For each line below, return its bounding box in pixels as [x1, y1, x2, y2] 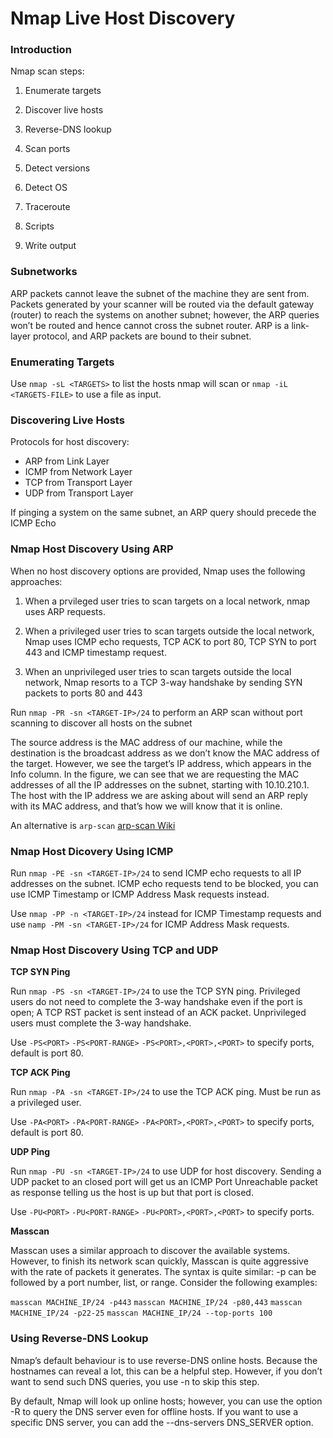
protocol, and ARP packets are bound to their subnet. [33, 330, 252, 342]
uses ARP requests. [24, 605, 106, 617]
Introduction [10, 43, 72, 57]
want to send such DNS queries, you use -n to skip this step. [10, 1375, 260, 1387]
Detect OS [24, 182, 68, 194]
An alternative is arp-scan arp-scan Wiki [10, 819, 176, 831]
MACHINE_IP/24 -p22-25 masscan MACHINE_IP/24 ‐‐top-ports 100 [10, 1308, 273, 1319]
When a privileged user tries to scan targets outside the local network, [24, 625, 315, 637]
